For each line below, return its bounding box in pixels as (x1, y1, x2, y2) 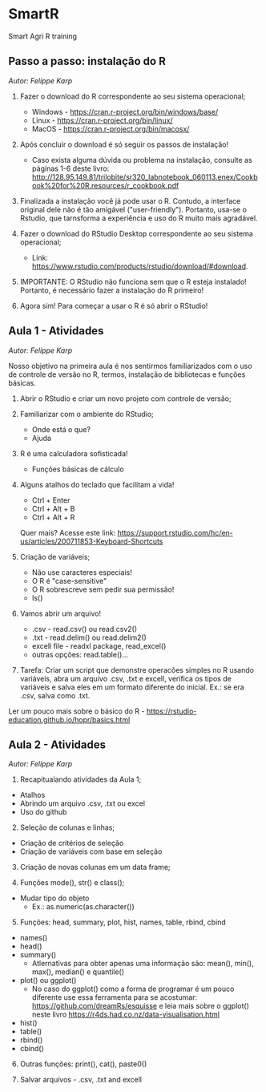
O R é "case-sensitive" (31, 576, 107, 585)
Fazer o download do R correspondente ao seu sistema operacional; (19, 91, 246, 101)
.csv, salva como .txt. (19, 690, 91, 700)
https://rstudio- (146, 706, 197, 716)
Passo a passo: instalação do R (8, 55, 166, 68)
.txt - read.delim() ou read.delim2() (31, 633, 147, 642)
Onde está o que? (31, 424, 91, 434)
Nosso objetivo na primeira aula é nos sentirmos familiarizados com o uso (8, 361, 252, 370)
